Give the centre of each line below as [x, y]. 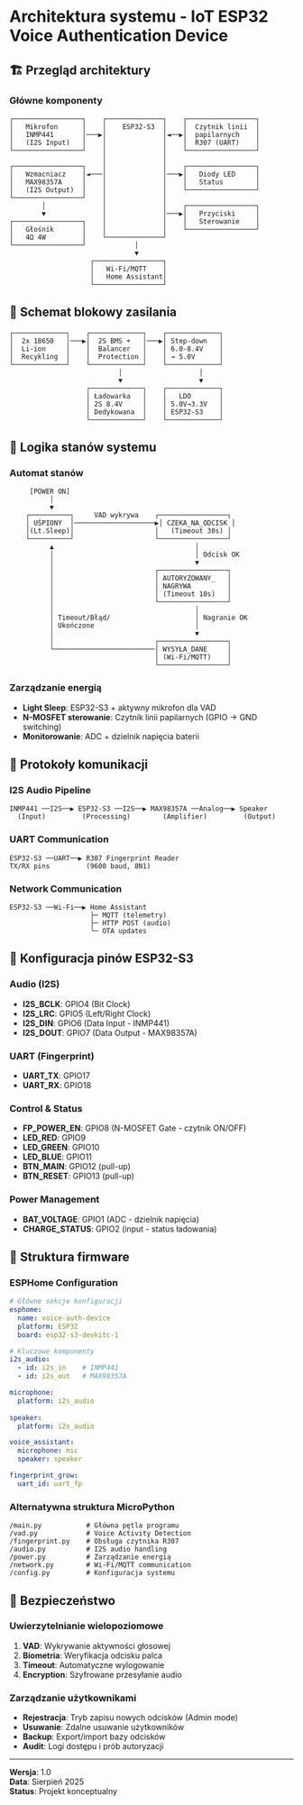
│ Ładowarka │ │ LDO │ [155, 396]
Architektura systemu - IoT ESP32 [139, 17]
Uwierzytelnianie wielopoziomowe [87, 1626]
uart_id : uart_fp [50, 1484]
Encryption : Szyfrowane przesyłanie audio [102, 1674]
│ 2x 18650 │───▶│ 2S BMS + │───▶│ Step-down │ [116, 341]
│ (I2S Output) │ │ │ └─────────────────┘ [134, 190]
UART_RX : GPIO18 [57, 1085]
